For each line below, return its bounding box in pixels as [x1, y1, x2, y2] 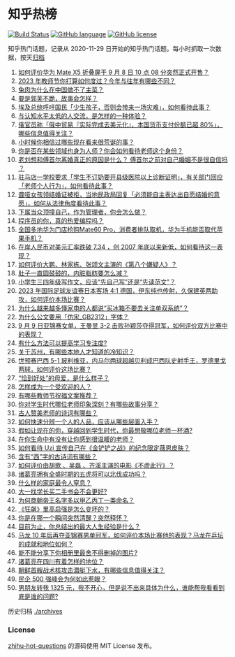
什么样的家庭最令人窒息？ [17, 478, 92, 486]
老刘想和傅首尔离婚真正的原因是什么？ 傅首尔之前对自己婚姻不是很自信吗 [17, 155, 228, 164]
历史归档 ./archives [8, 607, 63, 615]
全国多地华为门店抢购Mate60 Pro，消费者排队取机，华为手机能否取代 [17, 225, 217, 233]
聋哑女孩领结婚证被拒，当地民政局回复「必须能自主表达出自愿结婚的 [17, 190, 214, 198]
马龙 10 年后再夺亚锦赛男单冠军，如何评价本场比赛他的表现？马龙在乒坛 [17, 530, 224, 539]
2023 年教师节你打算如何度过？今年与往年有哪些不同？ [17, 76, 176, 85]
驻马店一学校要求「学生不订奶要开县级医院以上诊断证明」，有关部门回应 [17, 173, 223, 181]
